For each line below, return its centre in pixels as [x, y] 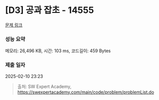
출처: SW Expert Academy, [44, 86]
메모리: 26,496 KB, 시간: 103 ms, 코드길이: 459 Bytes [58, 51]
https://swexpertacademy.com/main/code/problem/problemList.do [86, 92]
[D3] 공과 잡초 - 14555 [50, 10]
